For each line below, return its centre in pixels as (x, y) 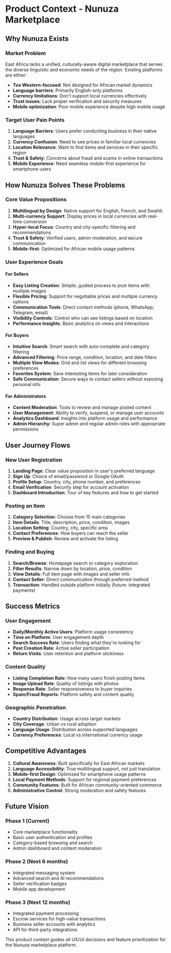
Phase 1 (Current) (27, 821)
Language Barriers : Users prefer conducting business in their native (84, 131)
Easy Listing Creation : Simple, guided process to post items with (81, 285)
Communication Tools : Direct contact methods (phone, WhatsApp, (83, 307)
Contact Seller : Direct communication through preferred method (81, 579)
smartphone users (32, 169)
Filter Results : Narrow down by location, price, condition (72, 568)
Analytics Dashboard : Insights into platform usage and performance (85, 418)
